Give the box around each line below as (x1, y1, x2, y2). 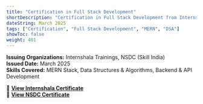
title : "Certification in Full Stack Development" (6, 8, 137, 15)
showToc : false (6, 31, 45, 37)
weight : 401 (6, 37, 36, 43)
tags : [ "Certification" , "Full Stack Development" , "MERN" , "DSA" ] (6, 25, 180, 32)
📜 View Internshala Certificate (6, 85, 84, 91)
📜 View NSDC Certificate (6, 91, 70, 98)
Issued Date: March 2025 (6, 60, 71, 67)
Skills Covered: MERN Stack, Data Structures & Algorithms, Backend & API (6, 67, 192, 73)
